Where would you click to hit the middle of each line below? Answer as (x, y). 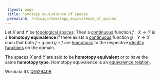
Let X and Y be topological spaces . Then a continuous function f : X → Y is (80, 32)
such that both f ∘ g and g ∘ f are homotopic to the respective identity (75, 43)
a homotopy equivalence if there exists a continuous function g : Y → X (77, 37)
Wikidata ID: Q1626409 (28, 72)
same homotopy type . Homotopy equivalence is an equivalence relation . (78, 62)
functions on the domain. (30, 48)
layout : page (20, 9)
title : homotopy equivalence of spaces (48, 14)
